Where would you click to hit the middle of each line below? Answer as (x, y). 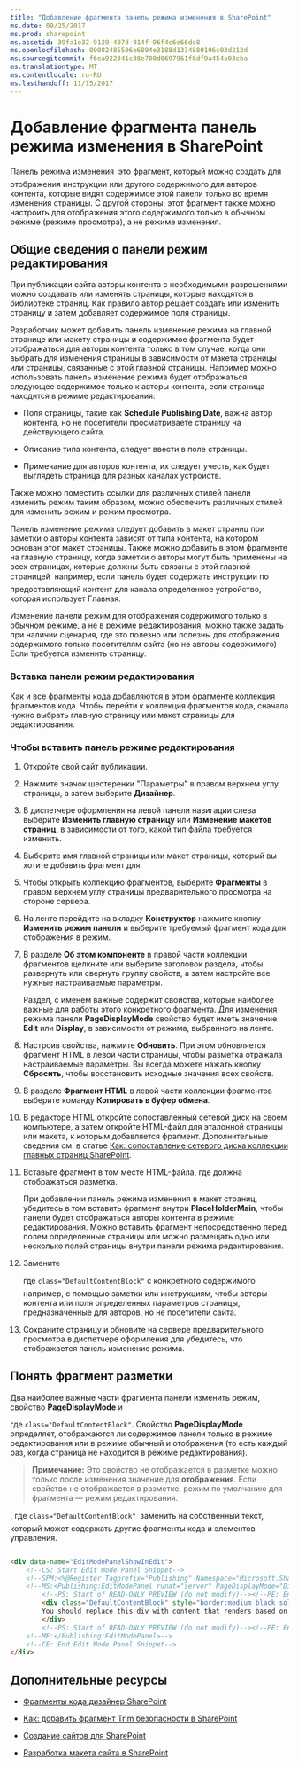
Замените (42, 1263)
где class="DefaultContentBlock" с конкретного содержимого (139, 1280)
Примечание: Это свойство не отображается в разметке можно (154, 1469)
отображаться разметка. (70, 1181)
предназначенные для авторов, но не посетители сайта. (130, 1312)
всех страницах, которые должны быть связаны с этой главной (130, 567)
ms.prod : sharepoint (48, 34)
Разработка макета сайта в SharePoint (96, 1753)
